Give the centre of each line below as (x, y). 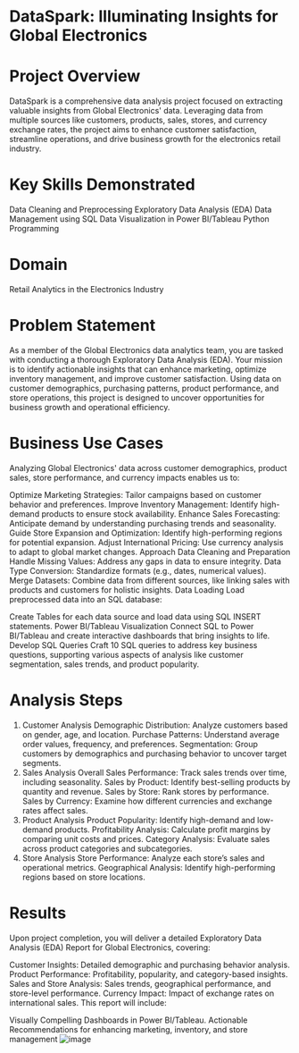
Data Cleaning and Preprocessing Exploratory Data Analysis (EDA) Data (141, 210)
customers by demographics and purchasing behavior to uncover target (154, 754)
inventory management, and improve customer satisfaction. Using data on (145, 378)
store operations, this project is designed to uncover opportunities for (137, 397)
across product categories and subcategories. (107, 848)
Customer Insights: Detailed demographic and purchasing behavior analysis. (149, 965)
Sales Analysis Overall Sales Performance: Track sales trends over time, (154, 772)
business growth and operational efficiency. (90, 407)
